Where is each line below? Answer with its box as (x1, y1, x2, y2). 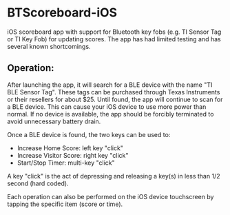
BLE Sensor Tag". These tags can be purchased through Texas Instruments (7, 88, 220, 96)
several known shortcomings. (7, 42, 91, 50)
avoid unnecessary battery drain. (7, 117, 101, 125)
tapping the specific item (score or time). (7, 200, 123, 208)
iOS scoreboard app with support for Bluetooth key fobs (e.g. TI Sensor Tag (7, 28, 222, 36)
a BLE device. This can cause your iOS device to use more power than (7, 102, 207, 111)
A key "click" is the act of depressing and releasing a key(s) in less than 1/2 (7, 172, 220, 180)
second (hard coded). (7, 179, 69, 187)
